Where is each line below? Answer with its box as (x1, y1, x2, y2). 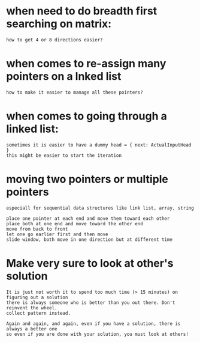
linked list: (6, 122, 59, 136)
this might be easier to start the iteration (6, 152, 122, 159)
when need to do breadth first (6, 4, 157, 18)
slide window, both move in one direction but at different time (6, 236, 172, 243)
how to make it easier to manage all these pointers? (6, 89, 144, 96)
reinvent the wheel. (6, 305, 58, 311)
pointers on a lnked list (6, 70, 122, 83)
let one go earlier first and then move (6, 231, 109, 237)
